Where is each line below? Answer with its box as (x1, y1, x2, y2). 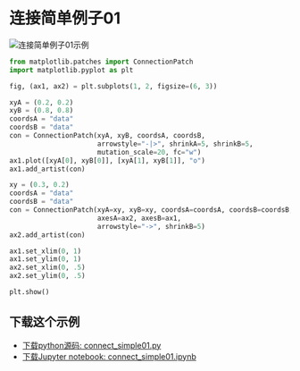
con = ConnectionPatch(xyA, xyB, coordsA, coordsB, (9, 131, 205, 140)
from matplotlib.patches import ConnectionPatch (9, 57, 194, 66)
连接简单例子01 (9, 8, 121, 29)
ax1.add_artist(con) (9, 164, 87, 173)
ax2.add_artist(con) (9, 230, 87, 240)
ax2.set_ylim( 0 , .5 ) (9, 272, 87, 281)
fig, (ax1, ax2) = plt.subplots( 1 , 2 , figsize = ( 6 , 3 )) (9, 81, 218, 90)
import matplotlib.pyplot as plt (9, 65, 134, 74)
